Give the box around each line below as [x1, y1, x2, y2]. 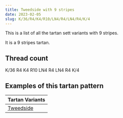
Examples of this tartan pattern [5, 81, 104, 90]
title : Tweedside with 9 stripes [5, 7, 75, 12]
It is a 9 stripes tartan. [5, 40, 50, 46]
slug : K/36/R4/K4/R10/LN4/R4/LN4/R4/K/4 [5, 16, 91, 21]
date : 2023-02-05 [5, 12, 41, 17]
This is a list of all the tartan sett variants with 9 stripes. [5, 30, 119, 36]
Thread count [5, 54, 48, 62]
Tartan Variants [7, 96, 46, 103]
